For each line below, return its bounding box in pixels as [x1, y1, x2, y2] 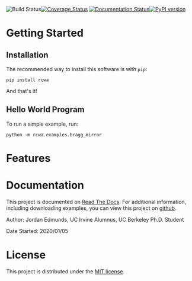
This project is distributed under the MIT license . [6, 267, 125, 275]
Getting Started [6, 27, 84, 40]
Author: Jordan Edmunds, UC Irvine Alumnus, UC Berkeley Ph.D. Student [6, 216, 184, 223]
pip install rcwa [6, 77, 49, 83]
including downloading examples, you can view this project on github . [6, 205, 177, 212]
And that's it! [6, 88, 37, 94]
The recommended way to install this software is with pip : [6, 66, 148, 72]
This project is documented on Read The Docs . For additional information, [6, 198, 187, 205]
